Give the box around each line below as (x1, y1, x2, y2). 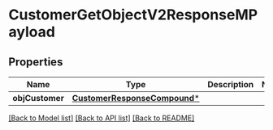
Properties (8, 55, 63, 69)
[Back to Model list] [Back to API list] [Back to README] (8, 113, 195, 123)
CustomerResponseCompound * (71, 93, 201, 103)
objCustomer (12, 93, 65, 103)
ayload (8, 23, 55, 41)
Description (207, 79, 254, 90)
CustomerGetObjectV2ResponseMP (8, 6, 258, 24)
